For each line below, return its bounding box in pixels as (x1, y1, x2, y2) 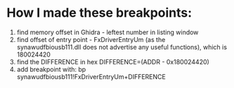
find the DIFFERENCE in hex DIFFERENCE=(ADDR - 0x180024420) (16, 57, 210, 66)
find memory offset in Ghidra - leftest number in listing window (16, 28, 199, 36)
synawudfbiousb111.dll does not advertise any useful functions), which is (16, 43, 228, 51)
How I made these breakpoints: (6, 5, 193, 21)
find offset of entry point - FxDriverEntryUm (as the (16, 35, 166, 43)
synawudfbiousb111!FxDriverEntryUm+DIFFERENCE (16, 72, 166, 81)
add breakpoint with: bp (16, 65, 86, 73)
